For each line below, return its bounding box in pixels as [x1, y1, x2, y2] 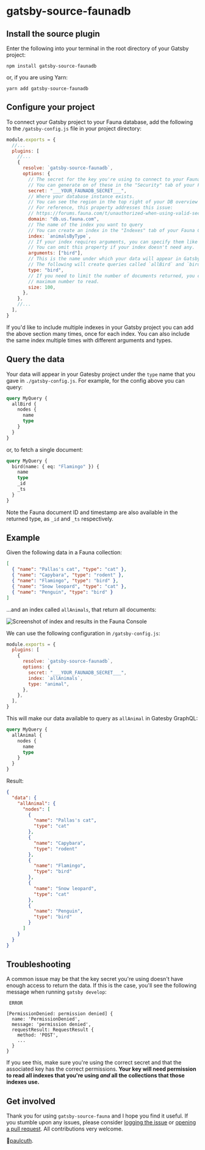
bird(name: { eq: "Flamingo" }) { [12, 463, 99, 469]
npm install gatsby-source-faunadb [6, 63, 97, 69]
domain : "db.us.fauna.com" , [28, 216, 99, 222]
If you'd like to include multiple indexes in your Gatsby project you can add [6, 324, 194, 331]
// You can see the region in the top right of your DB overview [28, 199, 198, 205]
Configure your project [6, 102, 95, 112]
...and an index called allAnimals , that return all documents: [6, 606, 157, 613]
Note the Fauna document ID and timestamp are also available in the [6, 508, 178, 516]
